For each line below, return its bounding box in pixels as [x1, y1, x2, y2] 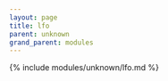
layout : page [9, 12, 58, 22]
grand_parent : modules [9, 37, 94, 47]
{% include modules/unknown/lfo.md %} [9, 62, 159, 73]
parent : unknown [9, 29, 70, 38]
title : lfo [9, 21, 50, 30]
